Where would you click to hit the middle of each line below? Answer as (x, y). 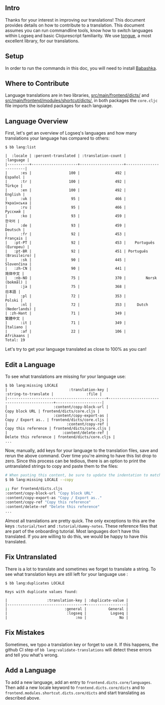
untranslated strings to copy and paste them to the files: (62, 466)
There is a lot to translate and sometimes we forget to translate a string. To (81, 569)
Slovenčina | (18, 264)
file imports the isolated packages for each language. (59, 106)
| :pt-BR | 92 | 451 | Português (77, 252)
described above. (23, 698)
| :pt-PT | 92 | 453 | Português (80, 243)
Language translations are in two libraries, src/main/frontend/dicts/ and (77, 95)
